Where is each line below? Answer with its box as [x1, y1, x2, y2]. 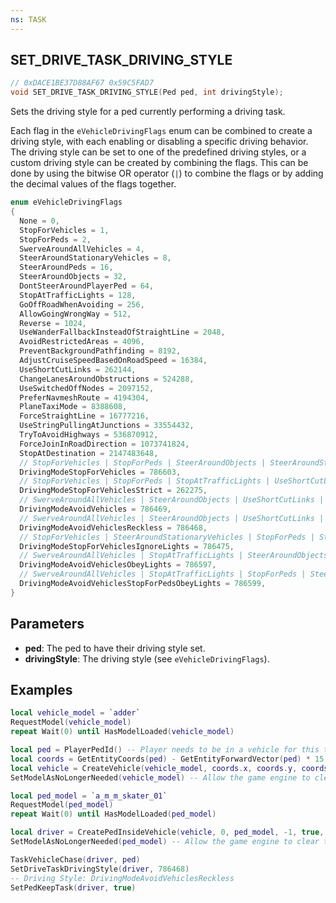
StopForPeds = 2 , [19, 234, 92, 245]
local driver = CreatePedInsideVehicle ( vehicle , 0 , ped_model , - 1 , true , [10, 827, 325, 838]
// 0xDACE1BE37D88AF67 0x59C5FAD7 [10, 78, 155, 88]
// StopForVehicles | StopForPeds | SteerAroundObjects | [19, 457, 267, 468]
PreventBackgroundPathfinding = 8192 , [19, 346, 182, 356]
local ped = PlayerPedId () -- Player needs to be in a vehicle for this [10, 745, 320, 755]
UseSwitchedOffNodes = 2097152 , [19, 383, 155, 393]
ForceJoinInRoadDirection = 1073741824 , [19, 439, 190, 449]
